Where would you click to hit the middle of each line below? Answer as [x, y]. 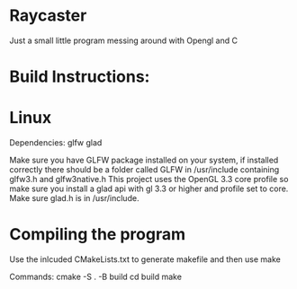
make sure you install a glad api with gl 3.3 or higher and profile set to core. [149, 188]
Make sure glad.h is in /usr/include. [74, 198]
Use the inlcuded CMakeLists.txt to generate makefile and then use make [145, 259]
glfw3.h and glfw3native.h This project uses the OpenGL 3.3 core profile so [149, 180]
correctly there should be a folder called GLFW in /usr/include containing [144, 170]
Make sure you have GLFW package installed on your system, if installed [144, 160]
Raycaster [48, 16]
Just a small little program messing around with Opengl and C [124, 40]
